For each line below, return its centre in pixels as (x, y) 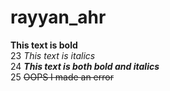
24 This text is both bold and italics (85, 66)
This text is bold (44, 45)
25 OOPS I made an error (62, 77)
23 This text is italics (53, 55)
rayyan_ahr (58, 17)
